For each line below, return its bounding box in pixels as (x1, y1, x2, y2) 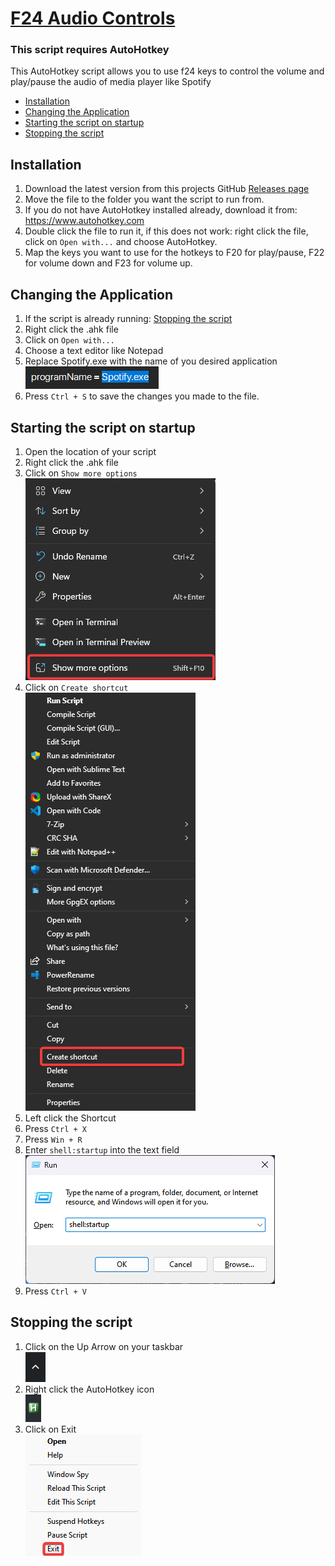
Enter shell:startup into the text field (24, 1143, 180, 1156)
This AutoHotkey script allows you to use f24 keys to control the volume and (10, 65, 325, 77)
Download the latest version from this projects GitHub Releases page (24, 183, 310, 195)
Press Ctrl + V (24, 1285, 87, 1297)
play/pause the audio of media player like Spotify (10, 76, 212, 88)
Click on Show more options (24, 467, 138, 479)
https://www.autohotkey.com (24, 215, 145, 227)
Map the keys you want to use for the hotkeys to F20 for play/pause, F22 (24, 247, 325, 259)
